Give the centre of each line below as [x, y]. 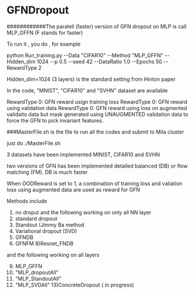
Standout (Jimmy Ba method [50, 225]
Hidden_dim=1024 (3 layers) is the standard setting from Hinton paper [91, 79]
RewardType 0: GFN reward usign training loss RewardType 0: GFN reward [97, 102]
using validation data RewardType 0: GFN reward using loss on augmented [97, 108]
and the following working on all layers [53, 255]
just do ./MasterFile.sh [34, 143]
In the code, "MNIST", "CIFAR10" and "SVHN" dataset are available [87, 90]
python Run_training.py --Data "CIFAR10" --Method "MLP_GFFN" [85, 55]
